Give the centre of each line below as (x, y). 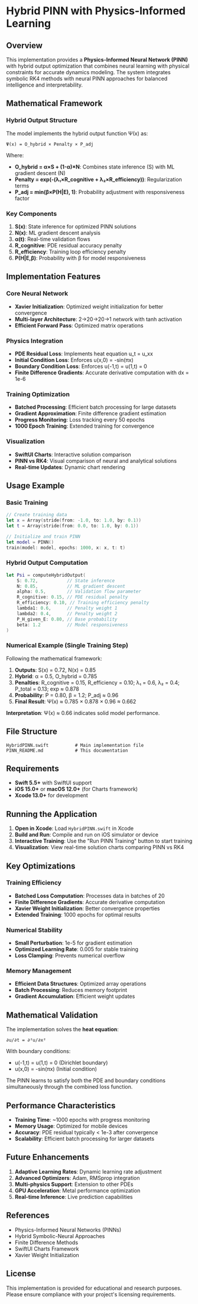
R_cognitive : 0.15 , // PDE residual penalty (72, 597)
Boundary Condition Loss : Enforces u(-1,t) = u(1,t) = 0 (81, 366)
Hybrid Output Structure (42, 120)
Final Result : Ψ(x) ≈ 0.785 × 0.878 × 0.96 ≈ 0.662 (75, 701)
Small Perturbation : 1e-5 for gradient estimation (73, 943)
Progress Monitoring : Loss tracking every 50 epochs (79, 420)
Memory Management (39, 971)
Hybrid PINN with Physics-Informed (96, 11)
